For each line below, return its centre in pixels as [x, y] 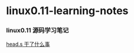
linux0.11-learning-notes [67, 11]
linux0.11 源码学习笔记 [37, 31]
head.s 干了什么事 [28, 44]
